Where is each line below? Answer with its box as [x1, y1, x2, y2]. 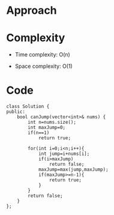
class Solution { [6, 103, 50, 110]
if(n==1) [28, 130, 50, 136]
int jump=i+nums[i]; [38, 151, 90, 157]
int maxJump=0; [28, 124, 66, 131]
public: [6, 109, 26, 115]
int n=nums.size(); [28, 120, 77, 126]
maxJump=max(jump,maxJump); [38, 166, 109, 173]
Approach [6, 4, 57, 17]
